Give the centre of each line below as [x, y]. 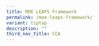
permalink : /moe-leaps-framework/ [50, 17]
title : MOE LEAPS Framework [42, 12]
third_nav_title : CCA [34, 34]
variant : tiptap [27, 23]
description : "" [27, 28]
